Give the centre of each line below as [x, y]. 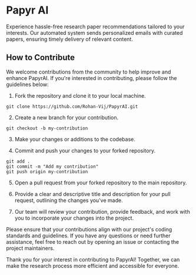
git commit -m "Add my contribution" [52, 166]
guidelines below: [27, 84]
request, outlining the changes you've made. [69, 200]
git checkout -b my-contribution [47, 128]
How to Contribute [41, 57]
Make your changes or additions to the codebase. [75, 139]
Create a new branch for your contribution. [67, 117]
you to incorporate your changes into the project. [74, 218]
